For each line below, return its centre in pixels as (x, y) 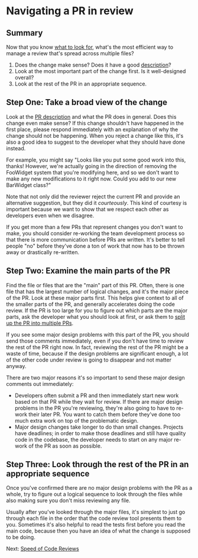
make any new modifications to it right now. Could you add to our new (91, 179)
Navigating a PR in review (70, 11)
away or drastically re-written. (43, 252)
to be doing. (21, 537)
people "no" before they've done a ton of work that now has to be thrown (95, 246)
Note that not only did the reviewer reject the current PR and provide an (93, 196)
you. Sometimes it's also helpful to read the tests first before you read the (96, 525)
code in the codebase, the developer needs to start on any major (94, 439)
